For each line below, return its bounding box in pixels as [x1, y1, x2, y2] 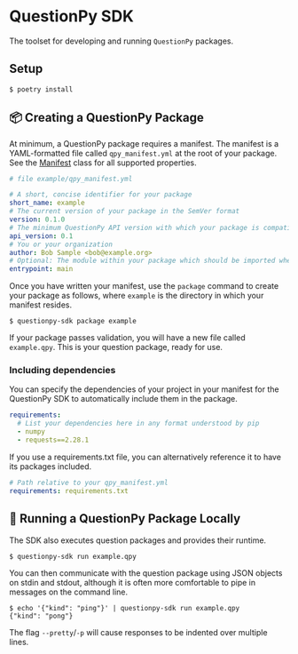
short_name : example [9, 198, 86, 208]
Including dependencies [9, 364, 116, 377]
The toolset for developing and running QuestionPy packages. [9, 36, 233, 46]
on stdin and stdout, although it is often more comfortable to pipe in [9, 577, 255, 587]
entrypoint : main [9, 265, 74, 274]
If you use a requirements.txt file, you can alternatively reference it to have [9, 451, 282, 462]
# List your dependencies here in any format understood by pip [17, 419, 260, 428]
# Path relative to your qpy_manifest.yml [9, 478, 169, 487]
